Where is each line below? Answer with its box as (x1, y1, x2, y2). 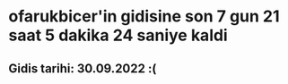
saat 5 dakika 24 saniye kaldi (8, 25, 228, 46)
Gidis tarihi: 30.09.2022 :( (8, 61, 157, 76)
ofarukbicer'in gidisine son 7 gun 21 (8, 6, 280, 27)
